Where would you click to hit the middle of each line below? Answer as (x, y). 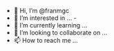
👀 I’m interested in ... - (45, 18)
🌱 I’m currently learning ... (50, 25)
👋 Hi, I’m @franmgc (41, 11)
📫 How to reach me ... (46, 40)
